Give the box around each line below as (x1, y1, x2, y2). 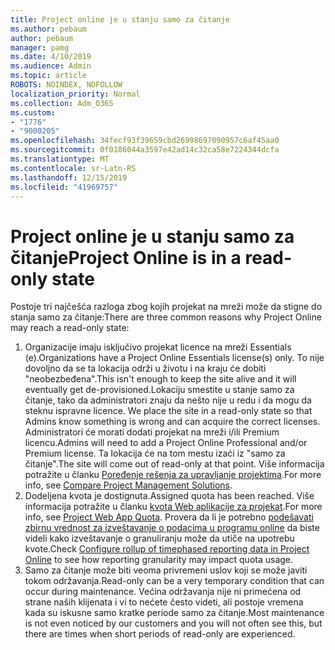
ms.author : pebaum (10, 24, 87, 34)
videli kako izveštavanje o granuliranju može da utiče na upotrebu (24, 532, 295, 545)
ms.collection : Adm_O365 (10, 98, 114, 108)
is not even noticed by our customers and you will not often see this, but (24, 617, 323, 630)
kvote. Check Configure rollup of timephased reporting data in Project (24, 543, 310, 555)
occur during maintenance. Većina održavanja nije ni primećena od (24, 586, 302, 598)
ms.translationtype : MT (10, 154, 110, 164)
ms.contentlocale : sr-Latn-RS (10, 163, 137, 173)
